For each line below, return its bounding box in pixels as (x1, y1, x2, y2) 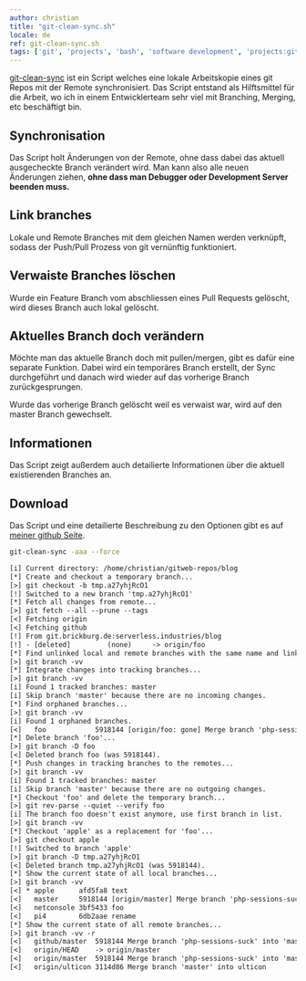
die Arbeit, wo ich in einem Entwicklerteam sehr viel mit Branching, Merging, (9, 92, 296, 103)
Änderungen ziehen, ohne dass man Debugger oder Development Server (9, 171, 289, 183)
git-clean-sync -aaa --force (9, 548, 120, 557)
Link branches (9, 207, 93, 224)
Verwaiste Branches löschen (9, 268, 176, 284)
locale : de (9, 30, 51, 39)
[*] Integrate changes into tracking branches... (9, 665, 202, 675)
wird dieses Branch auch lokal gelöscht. (9, 302, 159, 313)
